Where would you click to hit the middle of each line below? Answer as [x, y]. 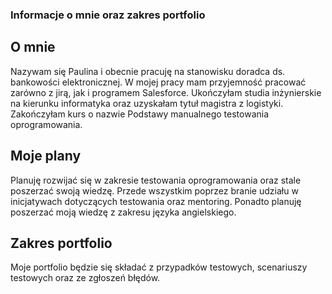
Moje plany [46, 156]
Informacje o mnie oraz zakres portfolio [108, 15]
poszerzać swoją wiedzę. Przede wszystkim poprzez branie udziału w [154, 190]
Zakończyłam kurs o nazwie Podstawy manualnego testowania [140, 114]
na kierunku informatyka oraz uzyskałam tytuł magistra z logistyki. [147, 103]
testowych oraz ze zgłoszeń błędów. [85, 278]
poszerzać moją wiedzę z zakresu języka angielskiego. [123, 212]
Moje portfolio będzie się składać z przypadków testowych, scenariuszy [159, 267]
